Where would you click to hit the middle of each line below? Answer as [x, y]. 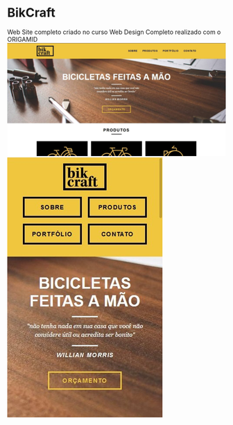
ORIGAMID [23, 39]
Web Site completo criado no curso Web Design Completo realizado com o [114, 32]
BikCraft [31, 13]
